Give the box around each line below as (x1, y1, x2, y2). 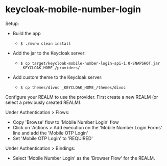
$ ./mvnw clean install (20, 41, 71, 46)
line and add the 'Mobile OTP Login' (12, 130, 88, 136)
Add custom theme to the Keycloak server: (12, 74, 103, 80)
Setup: (5, 20, 19, 26)
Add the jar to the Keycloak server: (12, 50, 86, 56)
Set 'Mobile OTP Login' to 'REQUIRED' (12, 135, 93, 141)
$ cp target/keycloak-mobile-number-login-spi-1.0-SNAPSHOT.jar (20, 61, 160, 66)
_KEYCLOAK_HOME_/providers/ (20, 65, 80, 70)
